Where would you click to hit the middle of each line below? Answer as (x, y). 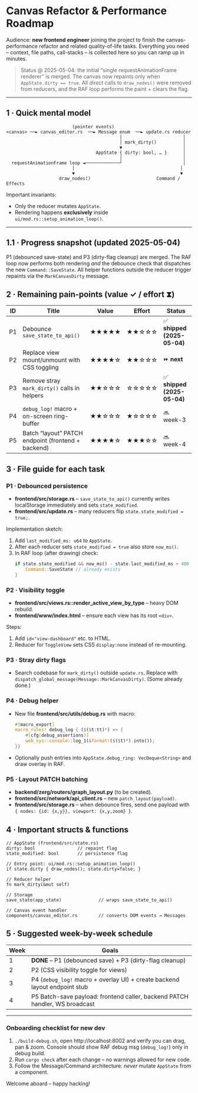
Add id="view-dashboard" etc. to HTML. (62, 638)
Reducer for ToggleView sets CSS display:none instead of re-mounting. (100, 644)
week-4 (174, 445)
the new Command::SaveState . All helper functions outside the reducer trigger (99, 270)
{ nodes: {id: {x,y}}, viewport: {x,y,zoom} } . (73, 811)
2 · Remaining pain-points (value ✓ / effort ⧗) (90, 294)
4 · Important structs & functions (67, 830)
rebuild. (24, 609)
